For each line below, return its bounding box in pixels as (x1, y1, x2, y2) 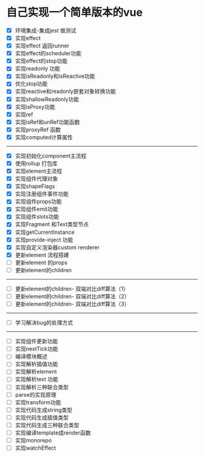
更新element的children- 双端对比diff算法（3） (15, 300, 130, 308)
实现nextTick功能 (15, 345, 59, 352)
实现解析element (15, 368, 57, 376)
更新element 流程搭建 (15, 251, 69, 258)
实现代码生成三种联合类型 (15, 421, 80, 428)
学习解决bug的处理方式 (15, 319, 73, 326)
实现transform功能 (15, 399, 62, 406)
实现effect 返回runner (15, 42, 70, 49)
